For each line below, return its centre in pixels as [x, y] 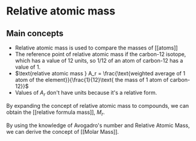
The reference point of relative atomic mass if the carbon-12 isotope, [100, 54]
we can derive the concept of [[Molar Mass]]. [63, 131]
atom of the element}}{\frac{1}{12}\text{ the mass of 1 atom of [92, 80]
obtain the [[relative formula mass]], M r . [55, 113]
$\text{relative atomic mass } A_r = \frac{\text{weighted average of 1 [100, 73]
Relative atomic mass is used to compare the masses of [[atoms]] [96, 48]
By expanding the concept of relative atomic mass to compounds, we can [98, 105]
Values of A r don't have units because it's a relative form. [86, 93]
